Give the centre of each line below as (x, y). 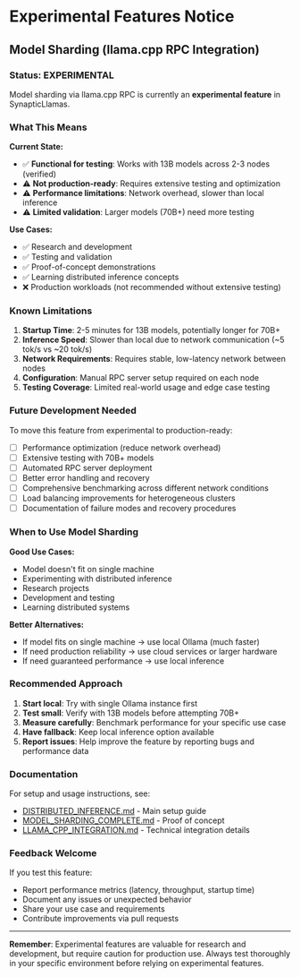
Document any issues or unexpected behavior (107, 900)
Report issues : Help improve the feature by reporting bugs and (138, 741)
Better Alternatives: (47, 624)
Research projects (55, 587)
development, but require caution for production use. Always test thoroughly (150, 954)
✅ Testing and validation (67, 257)
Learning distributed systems (76, 607)
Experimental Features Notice (122, 17)
